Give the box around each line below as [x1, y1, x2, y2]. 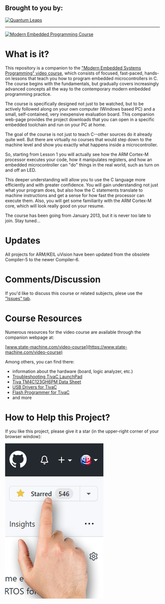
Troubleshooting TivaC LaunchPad [12, 373, 82, 379]
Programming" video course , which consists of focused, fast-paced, [5, 70, 144, 76]
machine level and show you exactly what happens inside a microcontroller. [5, 142, 158, 148]
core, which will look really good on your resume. [5, 202, 105, 209]
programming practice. [5, 91, 52, 97]
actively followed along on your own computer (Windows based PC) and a [5, 106, 155, 112]
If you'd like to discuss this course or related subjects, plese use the [5, 290, 143, 296]
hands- [144, 70, 160, 76]
